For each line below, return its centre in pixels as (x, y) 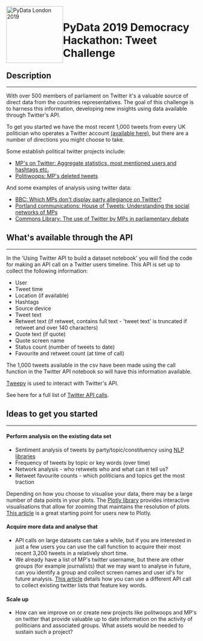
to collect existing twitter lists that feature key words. (81, 585)
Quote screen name (40, 340)
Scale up (18, 599)
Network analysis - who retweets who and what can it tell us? (92, 469)
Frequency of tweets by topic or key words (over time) (82, 462)
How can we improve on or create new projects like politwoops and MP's (106, 613)
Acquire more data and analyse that (52, 527)
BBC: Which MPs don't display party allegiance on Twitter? (88, 199)
